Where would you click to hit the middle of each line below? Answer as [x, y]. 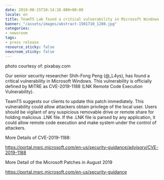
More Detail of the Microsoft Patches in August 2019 [59, 162]
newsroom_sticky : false [30, 51]
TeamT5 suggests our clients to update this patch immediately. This [75, 101]
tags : [11, 38]
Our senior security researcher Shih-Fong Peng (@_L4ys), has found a [78, 75]
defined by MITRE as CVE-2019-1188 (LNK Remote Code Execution [74, 86]
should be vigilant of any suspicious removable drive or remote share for [80, 112]
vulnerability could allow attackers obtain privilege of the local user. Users [81, 106]
